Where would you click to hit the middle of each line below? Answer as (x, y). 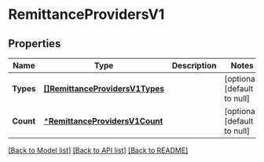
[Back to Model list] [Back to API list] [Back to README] (98, 150)
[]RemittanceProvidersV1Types (104, 88)
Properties (35, 44)
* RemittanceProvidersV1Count (103, 121)
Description (194, 66)
